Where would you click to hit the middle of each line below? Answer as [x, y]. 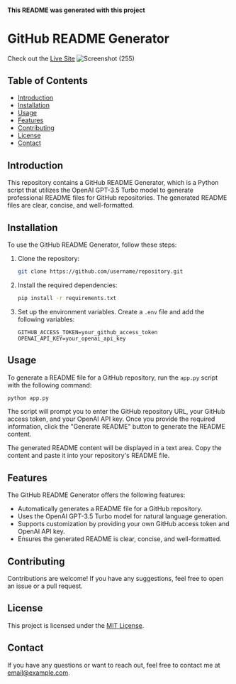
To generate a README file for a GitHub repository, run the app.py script [113, 378]
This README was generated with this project [76, 10]
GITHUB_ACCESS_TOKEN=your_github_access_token [88, 332]
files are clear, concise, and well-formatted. [71, 205]
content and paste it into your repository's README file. [89, 456]
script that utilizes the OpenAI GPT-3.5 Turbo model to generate [100, 190]
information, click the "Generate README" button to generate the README [116, 427]
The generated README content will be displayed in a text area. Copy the [114, 448]
